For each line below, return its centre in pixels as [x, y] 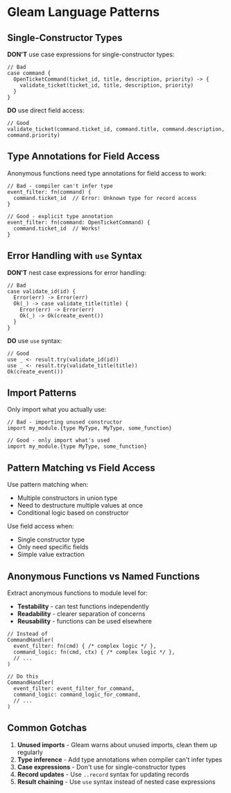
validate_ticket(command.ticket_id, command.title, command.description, [116, 129]
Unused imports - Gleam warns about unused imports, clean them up [117, 744]
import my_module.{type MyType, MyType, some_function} [89, 428]
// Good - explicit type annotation [60, 216]
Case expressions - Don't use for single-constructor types [101, 767]
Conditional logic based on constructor [73, 513]
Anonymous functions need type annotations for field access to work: [107, 173]
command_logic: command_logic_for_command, [77, 695]
